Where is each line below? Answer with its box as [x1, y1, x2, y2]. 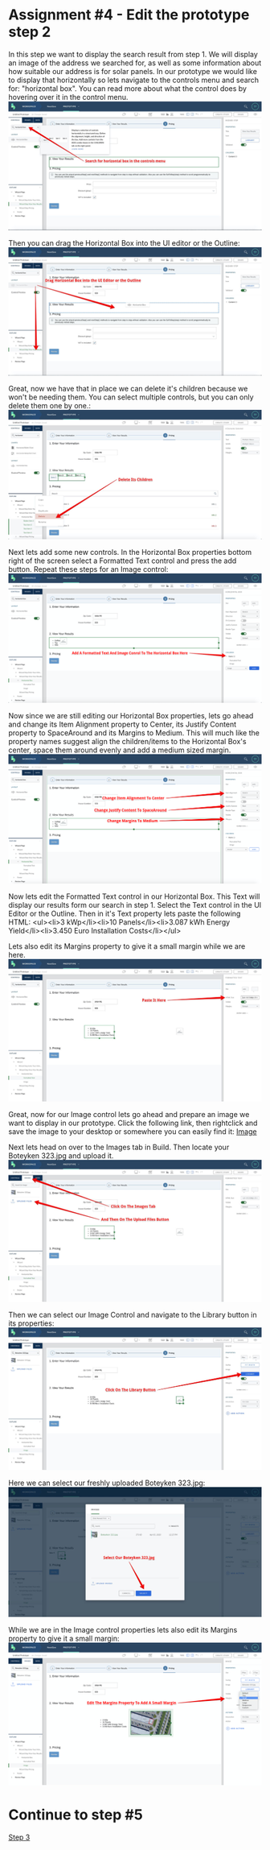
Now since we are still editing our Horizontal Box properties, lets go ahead [8, 711, 254, 721]
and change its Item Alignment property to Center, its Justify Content [8, 719, 237, 730]
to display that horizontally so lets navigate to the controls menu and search [8, 75, 260, 85]
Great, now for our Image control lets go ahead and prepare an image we [8, 1109, 250, 1119]
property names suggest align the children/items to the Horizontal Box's [8, 737, 247, 747]
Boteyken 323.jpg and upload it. [8, 1150, 114, 1161]
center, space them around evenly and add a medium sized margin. [8, 745, 231, 755]
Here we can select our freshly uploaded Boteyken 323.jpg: [8, 1478, 206, 1488]
